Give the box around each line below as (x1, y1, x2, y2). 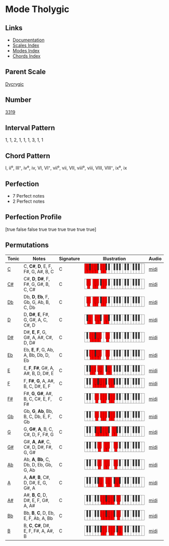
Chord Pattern (5, 151, 50, 160)
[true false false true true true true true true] (5, 226, 97, 232)
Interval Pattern (5, 124, 55, 132)
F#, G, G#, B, (23, 281, 50, 287)
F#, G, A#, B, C (23, 269, 54, 275)
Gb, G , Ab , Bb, (23, 408, 53, 414)
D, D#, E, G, (23, 479, 47, 486)
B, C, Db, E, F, (23, 413, 52, 419)
